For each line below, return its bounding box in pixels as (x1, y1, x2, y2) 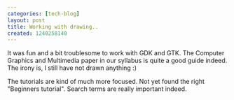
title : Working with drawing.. (7, 23, 99, 30)
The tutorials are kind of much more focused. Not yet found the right (7, 78, 205, 86)
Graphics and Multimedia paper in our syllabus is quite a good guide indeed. (7, 57, 228, 65)
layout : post (7, 17, 46, 24)
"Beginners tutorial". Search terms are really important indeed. (7, 85, 187, 93)
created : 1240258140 (7, 29, 68, 37)
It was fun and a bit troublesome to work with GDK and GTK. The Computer (7, 49, 225, 57)
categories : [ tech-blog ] (7, 10, 80, 17)
